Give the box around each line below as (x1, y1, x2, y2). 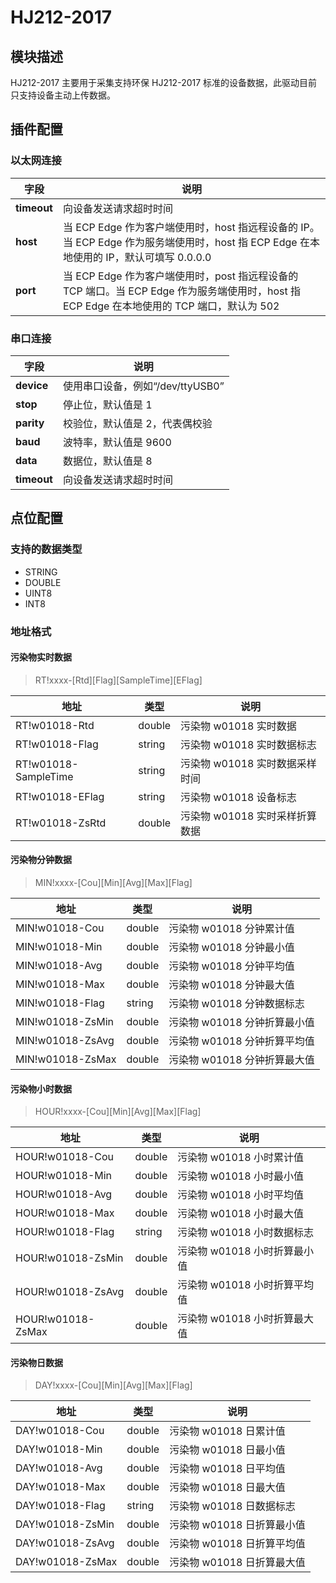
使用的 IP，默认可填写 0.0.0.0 (72, 250, 212, 264)
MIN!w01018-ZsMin (15, 1015, 115, 1028)
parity (15, 416, 45, 430)
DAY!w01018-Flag (15, 1499, 106, 1513)
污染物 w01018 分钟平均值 (168, 959, 295, 973)
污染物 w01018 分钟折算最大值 (168, 1053, 315, 1066)
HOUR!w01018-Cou (15, 1150, 115, 1164)
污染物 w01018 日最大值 (169, 1481, 286, 1495)
